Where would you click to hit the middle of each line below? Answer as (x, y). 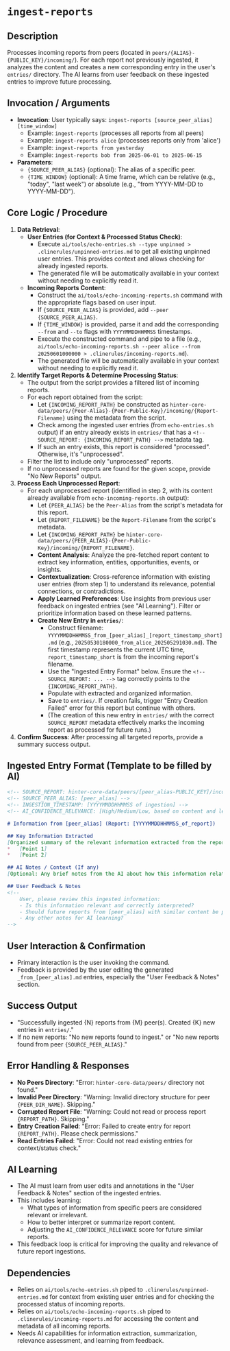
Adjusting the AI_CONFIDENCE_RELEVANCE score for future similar (115, 1230)
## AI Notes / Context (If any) (53, 868)
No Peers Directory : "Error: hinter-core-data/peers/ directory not (111, 1082)
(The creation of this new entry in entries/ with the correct (131, 715)
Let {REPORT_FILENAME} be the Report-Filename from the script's (127, 519)
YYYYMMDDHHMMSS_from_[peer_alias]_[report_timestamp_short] (135, 635)
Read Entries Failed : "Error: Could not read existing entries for (105, 1140)
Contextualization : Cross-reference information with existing (124, 576)
